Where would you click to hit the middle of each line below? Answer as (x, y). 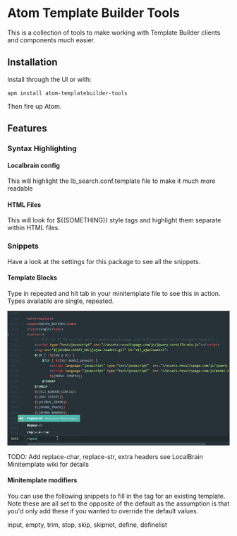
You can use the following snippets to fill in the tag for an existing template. (116, 496)
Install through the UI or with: (49, 79)
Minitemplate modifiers (42, 480)
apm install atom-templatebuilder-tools (68, 93)
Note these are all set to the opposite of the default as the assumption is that (119, 504)
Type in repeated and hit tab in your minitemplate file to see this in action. (114, 293)
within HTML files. (34, 228)
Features (27, 129)
